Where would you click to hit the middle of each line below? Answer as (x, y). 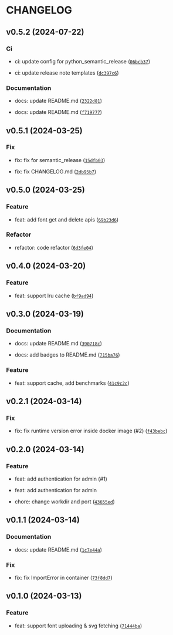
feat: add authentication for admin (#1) (61, 479)
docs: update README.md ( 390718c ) (58, 344)
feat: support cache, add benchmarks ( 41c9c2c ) (72, 383)
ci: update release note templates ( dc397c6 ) (67, 73)
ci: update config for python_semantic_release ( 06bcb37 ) (82, 61)
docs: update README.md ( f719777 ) (58, 112)
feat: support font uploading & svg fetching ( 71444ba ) (78, 626)
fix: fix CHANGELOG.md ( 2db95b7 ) (55, 172)
